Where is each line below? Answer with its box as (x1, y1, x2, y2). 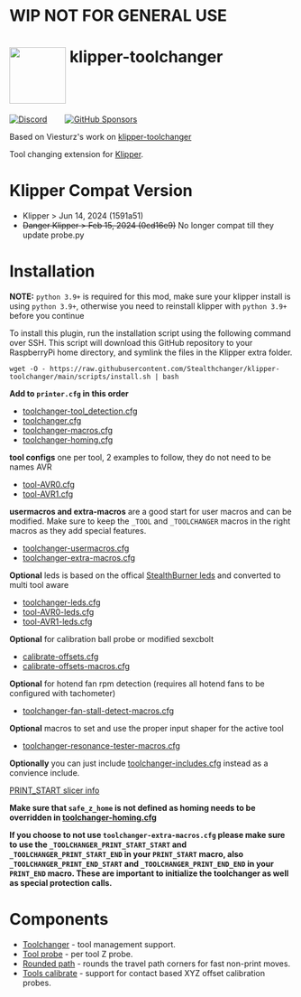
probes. (22, 977, 51, 988)
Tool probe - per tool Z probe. (22, 948, 133, 959)
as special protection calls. (9, 878, 113, 888)
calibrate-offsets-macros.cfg (22, 661, 131, 671)
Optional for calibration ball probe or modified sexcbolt (9, 634, 214, 644)
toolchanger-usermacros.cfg (22, 543, 130, 554)
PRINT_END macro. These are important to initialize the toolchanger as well (9, 868, 289, 879)
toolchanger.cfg (22, 415, 82, 425)
